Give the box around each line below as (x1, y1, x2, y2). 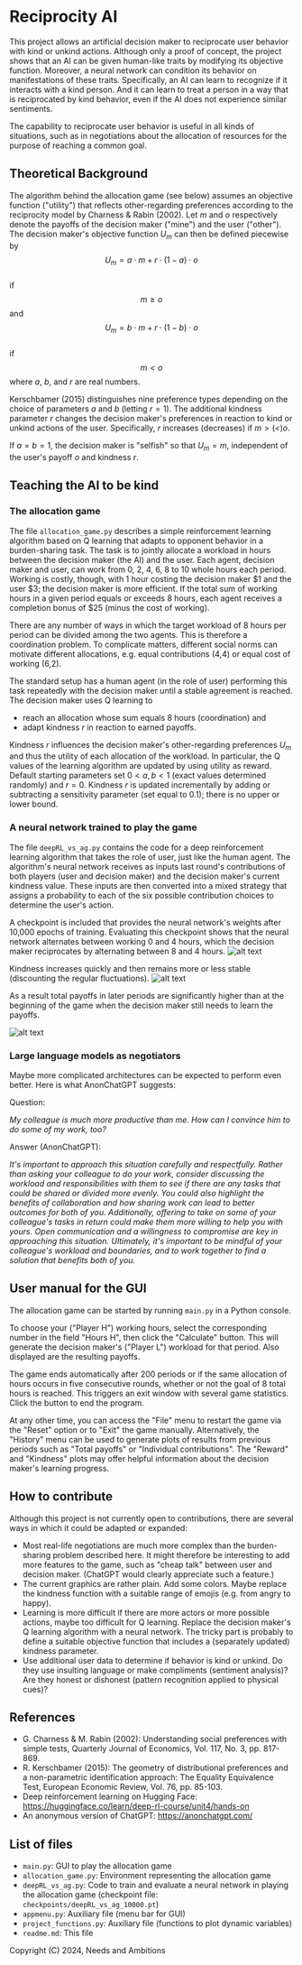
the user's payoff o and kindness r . (9, 451, 140, 462)
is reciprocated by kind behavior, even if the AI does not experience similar (9, 93, 287, 105)
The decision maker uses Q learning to (9, 695, 153, 706)
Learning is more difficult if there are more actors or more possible (22, 1607, 270, 1618)
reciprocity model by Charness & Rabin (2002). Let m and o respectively (9, 209, 278, 220)
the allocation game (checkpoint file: (22, 1889, 159, 1900)
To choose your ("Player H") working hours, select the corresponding (9, 1322, 268, 1333)
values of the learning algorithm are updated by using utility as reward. (9, 761, 272, 771)
